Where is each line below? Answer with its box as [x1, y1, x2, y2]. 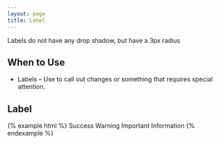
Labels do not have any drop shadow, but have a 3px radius [7, 36, 181, 44]
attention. [17, 82, 46, 91]
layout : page [7, 10, 46, 18]
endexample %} [7, 129, 54, 138]
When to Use [7, 56, 66, 68]
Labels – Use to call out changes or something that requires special [17, 75, 213, 84]
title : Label [7, 17, 46, 24]
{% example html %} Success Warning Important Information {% [7, 122, 195, 130]
